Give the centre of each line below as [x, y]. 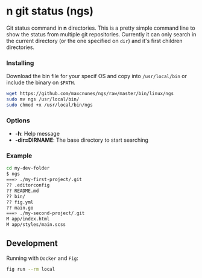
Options [18, 121]
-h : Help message [37, 134]
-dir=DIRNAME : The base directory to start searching [82, 140]
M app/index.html [28, 219]
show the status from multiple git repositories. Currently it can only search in [101, 34]
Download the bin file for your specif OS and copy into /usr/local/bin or [96, 76]
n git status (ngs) [50, 11]
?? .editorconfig [28, 185]
